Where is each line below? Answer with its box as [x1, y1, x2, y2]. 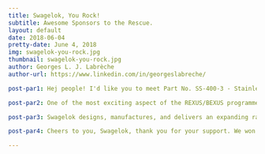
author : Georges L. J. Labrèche [8, 63, 114, 71]
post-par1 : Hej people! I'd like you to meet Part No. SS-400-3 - [8, 85, 231, 92]
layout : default [8, 26, 62, 34]
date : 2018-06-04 [8, 33, 65, 42]
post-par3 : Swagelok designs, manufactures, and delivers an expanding [8, 113, 248, 121]
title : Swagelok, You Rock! [8, 11, 101, 20]
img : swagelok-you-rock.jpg [8, 48, 101, 56]
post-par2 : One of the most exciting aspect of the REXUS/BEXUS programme [8, 99, 259, 107]
